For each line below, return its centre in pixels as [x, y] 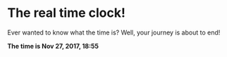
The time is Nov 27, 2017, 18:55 [53, 46]
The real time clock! [66, 13]
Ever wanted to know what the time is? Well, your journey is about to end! [114, 32]
